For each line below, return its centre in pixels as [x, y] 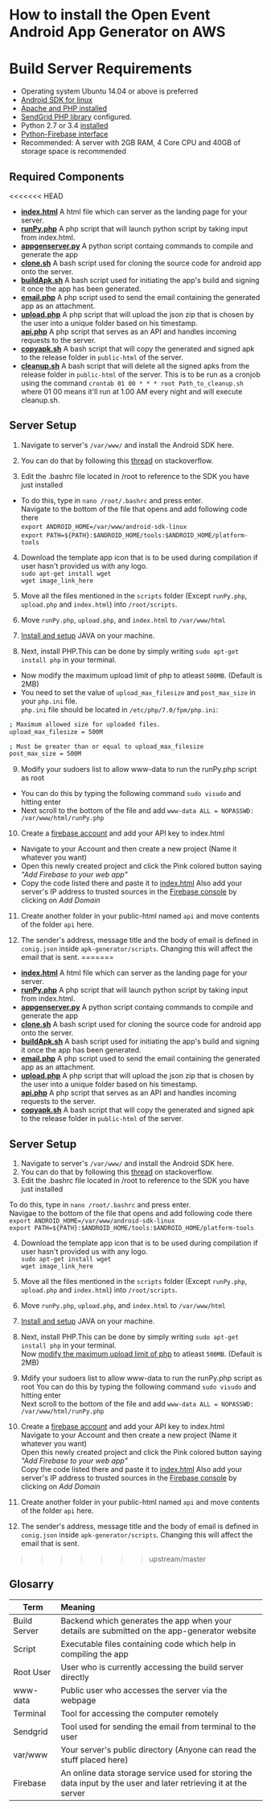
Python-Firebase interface [64, 134]
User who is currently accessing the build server [152, 1667]
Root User [32, 1672]
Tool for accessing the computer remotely [140, 1713]
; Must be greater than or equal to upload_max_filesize [107, 746]
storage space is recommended [74, 152]
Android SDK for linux [57, 100]
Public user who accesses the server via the [144, 1690]
